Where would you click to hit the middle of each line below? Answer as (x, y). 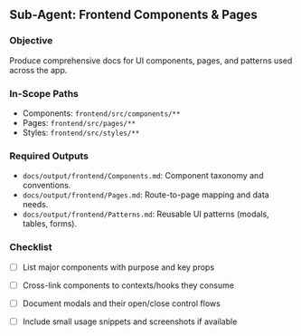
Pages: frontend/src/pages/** (79, 122)
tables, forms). (50, 224)
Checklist (31, 247)
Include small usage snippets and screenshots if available (130, 322)
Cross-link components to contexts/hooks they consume (128, 285)
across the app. (38, 70)
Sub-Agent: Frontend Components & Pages (133, 15)
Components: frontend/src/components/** (101, 113)
